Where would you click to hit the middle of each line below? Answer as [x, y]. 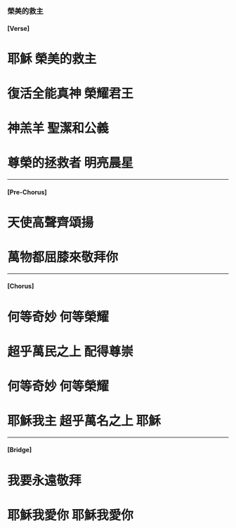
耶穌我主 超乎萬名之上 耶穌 [84, 421]
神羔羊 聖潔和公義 [58, 128]
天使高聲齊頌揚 [51, 222]
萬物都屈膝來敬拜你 [63, 257]
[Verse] [19, 28]
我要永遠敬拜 [45, 481]
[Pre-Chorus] [27, 192]
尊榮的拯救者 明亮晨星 [70, 163]
